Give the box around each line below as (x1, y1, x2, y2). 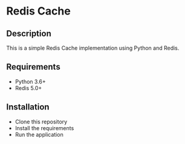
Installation (6, 102, 50, 113)
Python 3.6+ (15, 77, 47, 85)
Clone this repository (15, 118, 68, 125)
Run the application (15, 131, 63, 138)
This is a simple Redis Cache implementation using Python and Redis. (6, 44, 180, 51)
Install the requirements (15, 124, 74, 131)
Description (6, 28, 51, 39)
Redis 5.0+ (15, 84, 42, 91)
